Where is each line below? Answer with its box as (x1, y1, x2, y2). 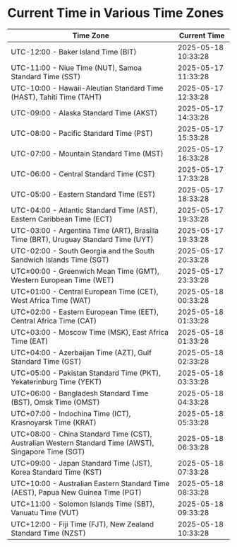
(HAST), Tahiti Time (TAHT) (11, 92, 102, 102)
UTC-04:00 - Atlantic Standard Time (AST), (11, 205, 158, 215)
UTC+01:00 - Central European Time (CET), (11, 287, 159, 296)
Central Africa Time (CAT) (11, 316, 97, 326)
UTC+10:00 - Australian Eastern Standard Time (11, 478, 170, 488)
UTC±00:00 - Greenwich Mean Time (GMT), (11, 266, 160, 276)
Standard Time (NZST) (11, 528, 86, 538)
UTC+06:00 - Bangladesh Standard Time (11, 388, 149, 398)
